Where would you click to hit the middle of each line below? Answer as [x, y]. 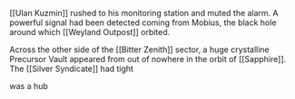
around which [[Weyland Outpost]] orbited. [90, 32]
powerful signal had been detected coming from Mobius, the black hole [143, 22]
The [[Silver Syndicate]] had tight [72, 68]
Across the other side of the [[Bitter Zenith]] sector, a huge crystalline [139, 49]
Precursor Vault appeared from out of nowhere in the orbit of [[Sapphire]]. [148, 59]
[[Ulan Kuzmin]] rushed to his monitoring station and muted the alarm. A [144, 13]
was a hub [29, 86]
